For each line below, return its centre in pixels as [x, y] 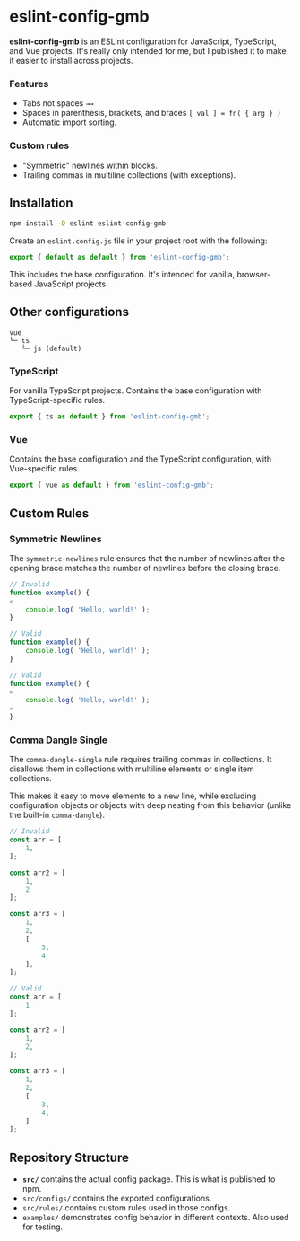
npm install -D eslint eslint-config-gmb [88, 224]
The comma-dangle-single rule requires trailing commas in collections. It [141, 760]
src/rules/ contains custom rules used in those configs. [126, 1208]
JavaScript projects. [72, 284]
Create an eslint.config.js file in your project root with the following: [138, 241]
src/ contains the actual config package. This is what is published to [149, 1179]
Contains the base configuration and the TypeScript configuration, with [140, 459]
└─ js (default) [51, 348]
